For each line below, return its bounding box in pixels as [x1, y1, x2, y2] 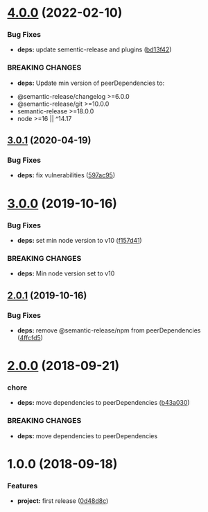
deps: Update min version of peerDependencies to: [17, 79, 165, 87]
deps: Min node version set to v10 [17, 269, 115, 278]
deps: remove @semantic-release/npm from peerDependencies [17, 326, 201, 335]
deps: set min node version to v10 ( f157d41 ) [17, 236, 142, 244]
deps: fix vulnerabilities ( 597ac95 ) [17, 171, 116, 179]
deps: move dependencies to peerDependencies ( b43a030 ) [17, 399, 190, 407]
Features [7, 481, 38, 490]
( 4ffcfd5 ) [17, 333, 44, 342]
